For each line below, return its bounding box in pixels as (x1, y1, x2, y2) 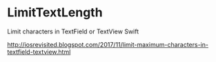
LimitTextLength (7, 5, 103, 20)
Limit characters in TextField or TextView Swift (7, 27, 139, 35)
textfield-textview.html (7, 48, 71, 56)
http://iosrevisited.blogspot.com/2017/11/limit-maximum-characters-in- (7, 40, 209, 48)
